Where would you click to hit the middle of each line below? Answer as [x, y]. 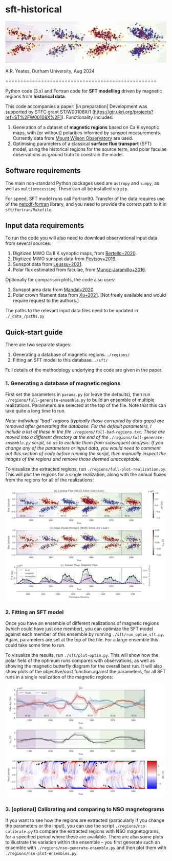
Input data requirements [45, 226]
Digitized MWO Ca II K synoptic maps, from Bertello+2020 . [75, 254]
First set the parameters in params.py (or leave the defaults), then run [78, 394]
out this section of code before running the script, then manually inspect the [86, 454]
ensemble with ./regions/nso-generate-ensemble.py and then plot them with [86, 848]
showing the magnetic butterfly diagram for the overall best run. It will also [84, 666]
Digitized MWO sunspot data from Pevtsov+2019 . [64, 259]
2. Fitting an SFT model [35, 612]
